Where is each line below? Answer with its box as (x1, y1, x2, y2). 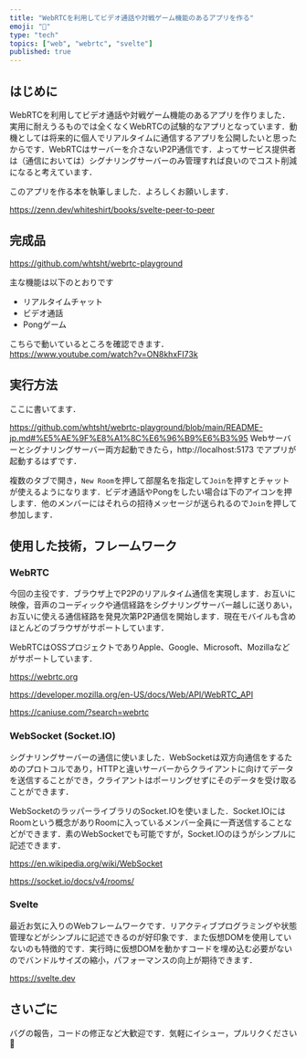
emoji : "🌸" (9, 22, 51, 31)
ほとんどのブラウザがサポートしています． (9, 622, 169, 633)
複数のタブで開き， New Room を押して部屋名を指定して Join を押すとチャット (9, 474, 290, 485)
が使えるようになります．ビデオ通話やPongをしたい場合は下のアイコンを (9, 486, 285, 497)
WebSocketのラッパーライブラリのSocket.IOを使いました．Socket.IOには (9, 805, 286, 816)
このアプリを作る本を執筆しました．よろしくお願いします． (9, 185, 234, 196)
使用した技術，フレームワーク (9, 538, 178, 554)
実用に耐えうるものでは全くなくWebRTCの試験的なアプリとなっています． (9, 121, 290, 132)
